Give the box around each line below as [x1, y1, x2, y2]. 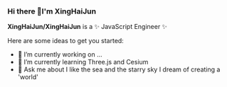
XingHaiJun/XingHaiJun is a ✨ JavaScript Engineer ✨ [7, 23, 167, 31]
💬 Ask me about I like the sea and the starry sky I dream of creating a [17, 65, 221, 74]
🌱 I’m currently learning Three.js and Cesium [17, 58, 149, 66]
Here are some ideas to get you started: [7, 37, 125, 45]
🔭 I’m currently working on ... [17, 50, 102, 59]
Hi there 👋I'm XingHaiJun [7, 6, 97, 16]
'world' [17, 73, 39, 81]
